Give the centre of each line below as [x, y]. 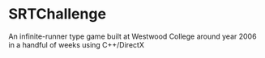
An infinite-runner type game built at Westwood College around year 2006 [132, 36]
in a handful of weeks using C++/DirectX [76, 44]
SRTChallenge [58, 14]
